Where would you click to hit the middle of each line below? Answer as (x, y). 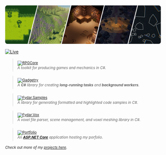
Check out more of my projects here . (36, 148)
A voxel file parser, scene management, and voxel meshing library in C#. (79, 120)
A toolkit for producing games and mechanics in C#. (62, 68)
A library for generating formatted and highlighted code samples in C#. (78, 102)
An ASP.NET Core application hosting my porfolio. (60, 137)
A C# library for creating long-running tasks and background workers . (78, 85)
